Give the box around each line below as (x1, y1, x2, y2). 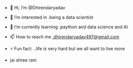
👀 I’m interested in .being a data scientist (9, 14, 94, 20)
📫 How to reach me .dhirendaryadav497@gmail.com (9, 34, 120, 40)
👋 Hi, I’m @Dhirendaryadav (9, 5, 66, 10)
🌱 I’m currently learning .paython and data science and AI (9, 24, 128, 30)
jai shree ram (9, 57, 37, 63)
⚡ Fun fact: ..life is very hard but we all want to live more (9, 46, 126, 52)
